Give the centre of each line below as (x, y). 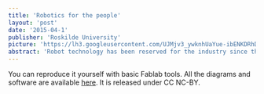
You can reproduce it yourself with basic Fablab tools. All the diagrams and (130, 74)
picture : (22, 45)
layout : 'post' (33, 23)
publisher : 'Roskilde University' (65, 37)
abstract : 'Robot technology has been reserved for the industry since (128, 52)
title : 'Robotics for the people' (65, 15)
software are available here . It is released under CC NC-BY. (104, 82)
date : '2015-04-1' (38, 30)
